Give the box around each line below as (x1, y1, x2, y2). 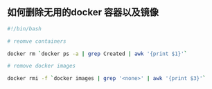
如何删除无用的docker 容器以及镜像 (7, 6, 159, 19)
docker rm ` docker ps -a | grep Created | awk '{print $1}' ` (7, 50, 188, 57)
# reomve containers (7, 37, 67, 45)
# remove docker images (7, 63, 76, 70)
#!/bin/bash (7, 25, 42, 32)
